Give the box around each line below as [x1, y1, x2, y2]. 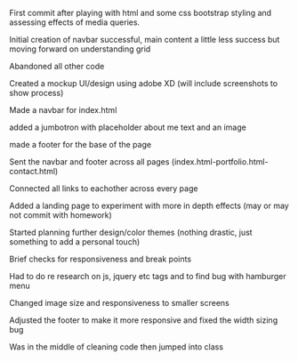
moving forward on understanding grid [9, 44, 151, 54]
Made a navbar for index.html [9, 105, 117, 115]
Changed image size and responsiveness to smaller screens [9, 298, 230, 308]
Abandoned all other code [9, 61, 105, 71]
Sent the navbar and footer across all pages [9, 156, 170, 167]
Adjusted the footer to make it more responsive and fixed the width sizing [9, 315, 278, 325]
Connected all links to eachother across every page [9, 183, 198, 194]
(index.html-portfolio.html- [171, 156, 269, 167]
